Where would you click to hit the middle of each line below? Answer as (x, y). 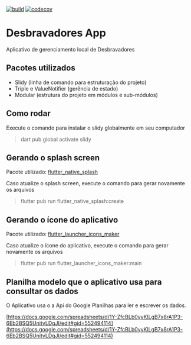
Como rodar (29, 113)
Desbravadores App (56, 33)
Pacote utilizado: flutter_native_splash (52, 172)
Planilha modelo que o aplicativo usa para (84, 282)
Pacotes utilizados (41, 68)
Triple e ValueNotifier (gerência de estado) (66, 88)
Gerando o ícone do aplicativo (62, 220)
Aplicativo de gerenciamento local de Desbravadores (70, 49)
